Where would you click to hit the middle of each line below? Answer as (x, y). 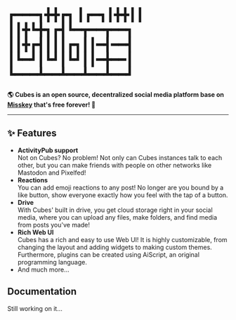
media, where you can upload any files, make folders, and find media (117, 217)
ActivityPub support (48, 150)
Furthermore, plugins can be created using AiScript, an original (109, 254)
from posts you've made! (53, 225)
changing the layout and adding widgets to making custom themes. (114, 247)
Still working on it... (35, 308)
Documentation (42, 292)
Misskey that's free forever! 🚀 (52, 105)
